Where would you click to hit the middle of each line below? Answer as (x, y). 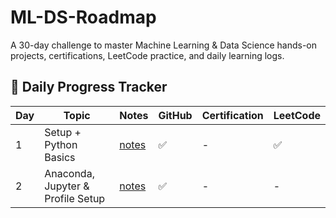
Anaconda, (69, 173)
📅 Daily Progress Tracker (89, 87)
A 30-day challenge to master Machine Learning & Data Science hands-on (164, 45)
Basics (60, 157)
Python (61, 144)
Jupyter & (67, 186)
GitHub (175, 115)
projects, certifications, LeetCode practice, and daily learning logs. (147, 55)
